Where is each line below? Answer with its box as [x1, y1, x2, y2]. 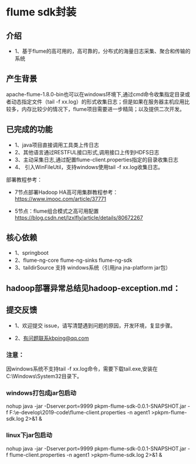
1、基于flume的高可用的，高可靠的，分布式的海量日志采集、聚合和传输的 [14, 48, 191, 54]
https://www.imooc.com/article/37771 [14, 195, 107, 202]
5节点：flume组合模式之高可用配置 [14, 207, 99, 215]
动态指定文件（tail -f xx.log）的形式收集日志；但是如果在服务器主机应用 [11, 98, 185, 105]
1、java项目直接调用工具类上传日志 [14, 141, 99, 148]
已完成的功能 [6, 125, 53, 135]
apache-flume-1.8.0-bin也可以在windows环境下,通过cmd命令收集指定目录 [6, 90, 185, 98]
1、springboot [14, 249, 49, 257]
